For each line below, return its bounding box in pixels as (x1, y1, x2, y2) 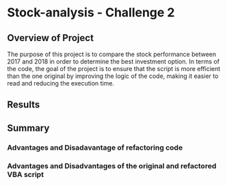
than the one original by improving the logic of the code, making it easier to (7, 72, 219, 80)
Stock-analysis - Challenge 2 (7, 5, 175, 21)
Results (7, 99, 40, 111)
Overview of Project (7, 32, 94, 44)
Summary (7, 122, 50, 134)
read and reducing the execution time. (7, 79, 115, 87)
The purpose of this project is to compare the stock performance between (7, 50, 217, 58)
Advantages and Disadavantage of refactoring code (7, 142, 183, 152)
